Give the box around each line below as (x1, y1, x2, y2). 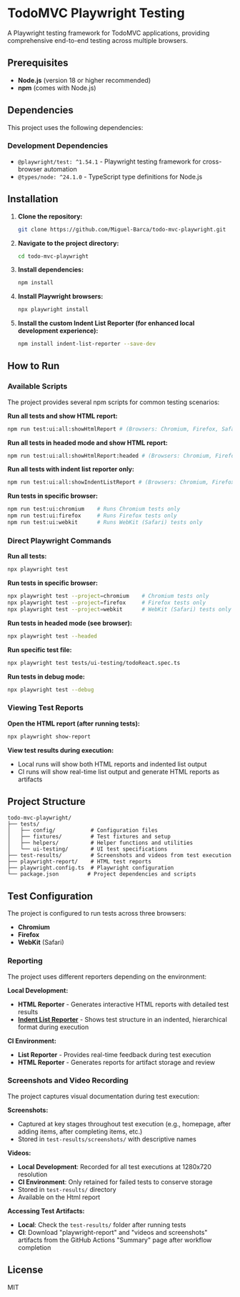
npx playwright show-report (7, 733, 91, 740)
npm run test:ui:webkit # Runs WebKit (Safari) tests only (7, 519, 203, 526)
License (7, 1264, 44, 1276)
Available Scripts (7, 381, 68, 391)
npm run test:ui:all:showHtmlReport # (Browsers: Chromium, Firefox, (7, 425, 219, 433)
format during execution (17, 1023, 89, 1031)
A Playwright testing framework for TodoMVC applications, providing (7, 29, 210, 37)
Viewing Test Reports (7, 703, 84, 713)
